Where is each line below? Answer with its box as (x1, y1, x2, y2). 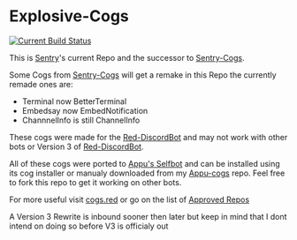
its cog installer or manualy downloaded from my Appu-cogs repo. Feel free (9, 168, 286, 178)
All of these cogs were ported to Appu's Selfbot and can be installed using (9, 158, 280, 169)
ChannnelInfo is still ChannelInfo (21, 115, 141, 125)
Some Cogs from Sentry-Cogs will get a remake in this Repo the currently (9, 69, 277, 80)
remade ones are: (9, 79, 73, 89)
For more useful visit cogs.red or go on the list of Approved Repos (9, 194, 250, 205)
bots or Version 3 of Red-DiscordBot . (9, 141, 144, 152)
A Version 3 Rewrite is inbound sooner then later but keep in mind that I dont (9, 211, 287, 221)
